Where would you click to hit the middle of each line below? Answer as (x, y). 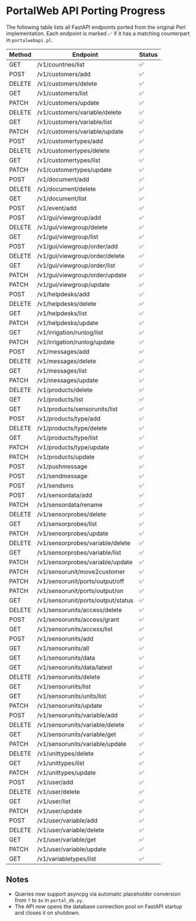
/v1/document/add (63, 179)
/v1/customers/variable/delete (79, 112)
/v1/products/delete (65, 390)
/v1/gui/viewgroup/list (68, 237)
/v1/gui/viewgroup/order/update (82, 275)
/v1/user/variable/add (67, 820)
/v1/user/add (55, 782)
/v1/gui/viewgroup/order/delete (81, 256)
